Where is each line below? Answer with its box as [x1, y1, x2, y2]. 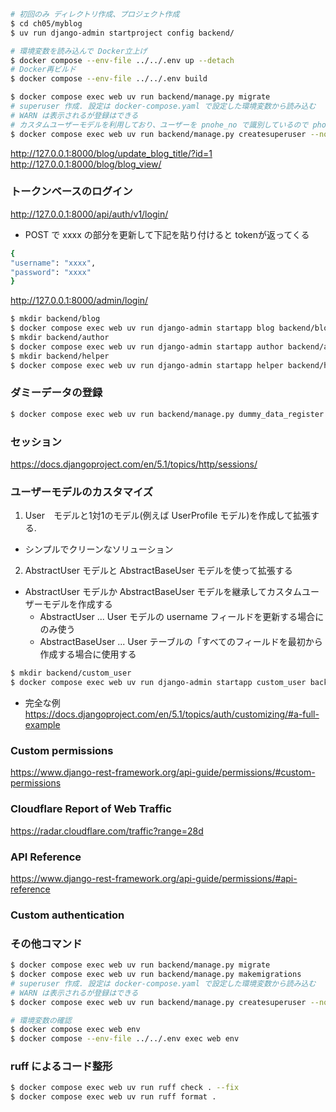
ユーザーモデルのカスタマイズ [10, 485, 154, 499]
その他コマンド [10, 936, 83, 950]
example [24, 719, 61, 731]
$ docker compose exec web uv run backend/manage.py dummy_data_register [10, 409, 325, 419]
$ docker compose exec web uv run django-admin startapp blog [10, 323, 275, 334]
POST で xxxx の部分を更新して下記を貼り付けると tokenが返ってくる [24, 228, 310, 240]
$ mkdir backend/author [10, 333, 110, 343]
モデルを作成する [42, 598, 113, 610]
